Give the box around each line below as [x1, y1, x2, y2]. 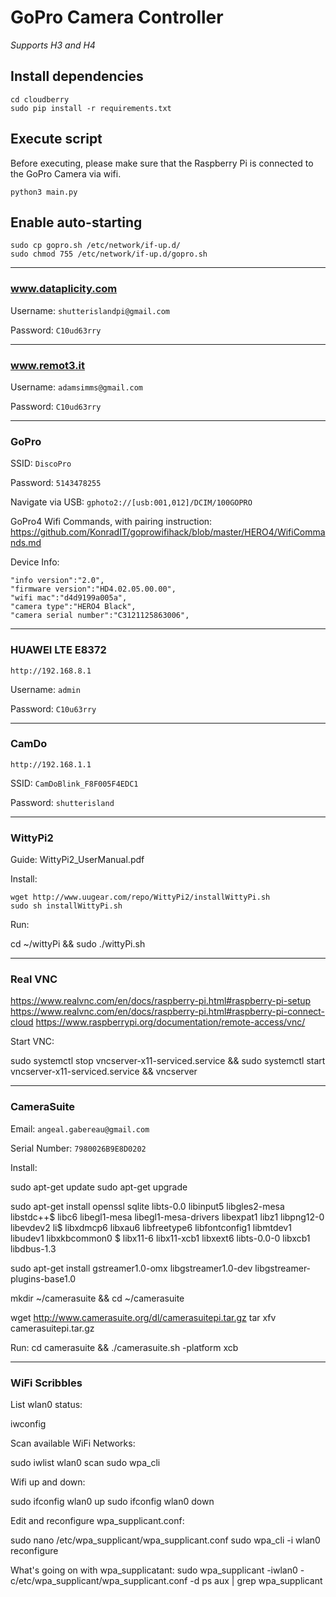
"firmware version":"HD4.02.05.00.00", [10, 584, 177, 595]
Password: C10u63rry [10, 702, 97, 715]
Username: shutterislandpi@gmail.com [10, 304, 170, 316]
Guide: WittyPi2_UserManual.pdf [10, 854, 145, 866]
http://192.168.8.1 [10, 666, 92, 676]
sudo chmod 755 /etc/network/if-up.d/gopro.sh [10, 249, 208, 260]
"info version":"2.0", [10, 576, 105, 586]
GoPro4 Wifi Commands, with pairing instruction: [10, 516, 213, 528]
